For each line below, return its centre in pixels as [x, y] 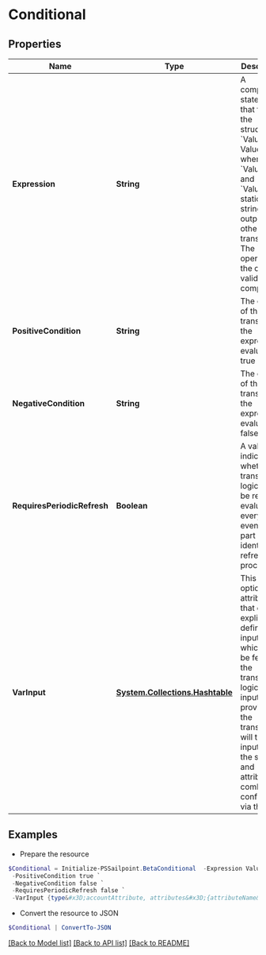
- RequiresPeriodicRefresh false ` [68, 891]
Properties [35, 44]
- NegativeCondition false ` [58, 883]
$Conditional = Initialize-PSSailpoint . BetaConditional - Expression [125, 868]
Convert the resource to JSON [69, 913]
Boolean [132, 506]
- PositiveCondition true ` [56, 876]
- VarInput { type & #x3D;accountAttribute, [79, 898]
